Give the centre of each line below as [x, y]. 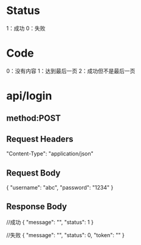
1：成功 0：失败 [26, 28]
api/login [29, 96]
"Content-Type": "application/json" [50, 154]
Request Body [33, 173]
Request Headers [40, 139]
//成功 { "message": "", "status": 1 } [50, 222]
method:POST [34, 119]
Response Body [37, 207]
